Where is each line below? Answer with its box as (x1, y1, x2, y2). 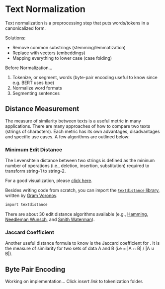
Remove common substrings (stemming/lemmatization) (12, 44, 126, 50)
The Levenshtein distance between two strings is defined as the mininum (5, 158, 155, 164)
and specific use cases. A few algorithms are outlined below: (5, 133, 130, 140)
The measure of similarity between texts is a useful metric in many (5, 118, 142, 124)
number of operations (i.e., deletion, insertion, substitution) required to (5, 163, 150, 169)
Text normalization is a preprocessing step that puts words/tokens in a (5, 20, 149, 26)
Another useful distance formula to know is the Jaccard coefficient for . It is (5, 240, 160, 246)
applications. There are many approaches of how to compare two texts (5, 123, 151, 129)
